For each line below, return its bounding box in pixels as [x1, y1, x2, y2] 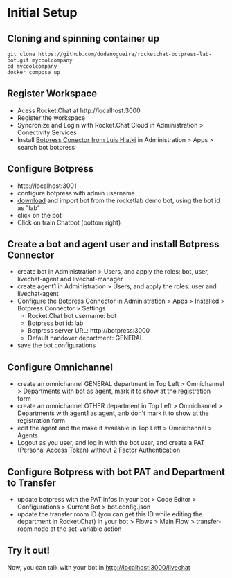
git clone [7, 51, 36, 58]
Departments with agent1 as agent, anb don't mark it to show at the [17, 409, 209, 417]
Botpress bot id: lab [27, 319, 84, 327]
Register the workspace [17, 113, 85, 122]
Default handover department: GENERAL [27, 334, 144, 342]
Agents [17, 431, 38, 439]
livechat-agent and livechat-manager [17, 275, 123, 283]
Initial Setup [7, 5, 78, 21]
